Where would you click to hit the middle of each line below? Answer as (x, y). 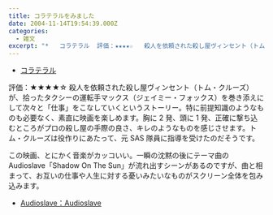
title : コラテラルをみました (52, 16)
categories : (28, 31)
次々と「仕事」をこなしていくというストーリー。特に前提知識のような (140, 108)
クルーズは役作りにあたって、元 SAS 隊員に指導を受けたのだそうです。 (141, 138)
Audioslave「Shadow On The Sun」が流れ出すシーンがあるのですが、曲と (132, 166)
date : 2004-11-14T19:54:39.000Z (63, 24)
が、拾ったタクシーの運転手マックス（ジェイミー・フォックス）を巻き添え (133, 97)
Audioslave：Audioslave (61, 203)
